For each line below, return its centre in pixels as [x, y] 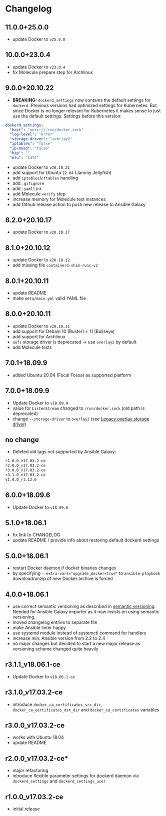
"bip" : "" [20, 153]
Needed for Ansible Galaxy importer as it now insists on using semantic [86, 611]
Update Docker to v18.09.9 [40, 402]
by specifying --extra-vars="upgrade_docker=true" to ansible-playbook [86, 573]
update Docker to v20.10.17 [41, 232]
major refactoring [30, 770]
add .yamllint [27, 188]
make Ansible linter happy [39, 627]
